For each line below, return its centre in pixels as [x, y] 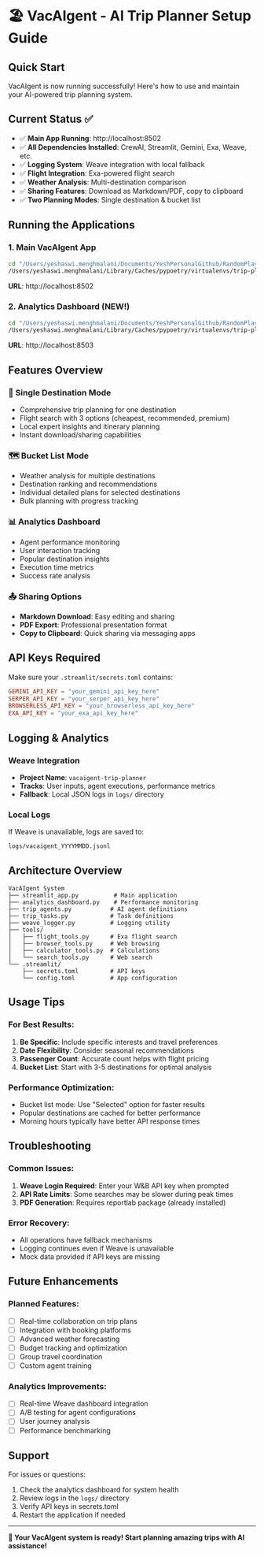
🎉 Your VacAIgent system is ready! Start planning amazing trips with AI [126, 1537]
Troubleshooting [50, 1146]
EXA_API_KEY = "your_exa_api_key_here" [73, 713]
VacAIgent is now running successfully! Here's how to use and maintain [124, 86]
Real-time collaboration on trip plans [78, 1321]
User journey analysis [55, 1421]
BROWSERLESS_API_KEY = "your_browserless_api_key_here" [101, 706]
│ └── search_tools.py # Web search [81, 957]
